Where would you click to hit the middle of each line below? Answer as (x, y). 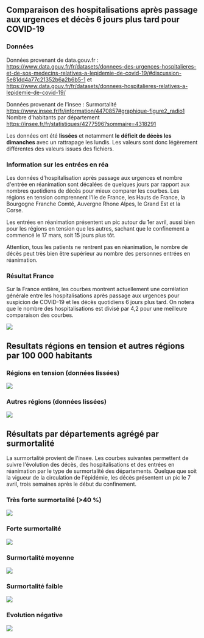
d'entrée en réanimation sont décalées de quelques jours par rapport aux (98, 184)
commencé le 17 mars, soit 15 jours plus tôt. (61, 235)
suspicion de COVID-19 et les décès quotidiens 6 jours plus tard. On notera (100, 302)
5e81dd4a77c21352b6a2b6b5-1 (46, 80)
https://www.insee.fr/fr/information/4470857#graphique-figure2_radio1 (96, 111)
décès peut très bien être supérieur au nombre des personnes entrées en (98, 253)
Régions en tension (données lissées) (63, 373)
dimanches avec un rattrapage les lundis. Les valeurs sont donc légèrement (102, 142)
